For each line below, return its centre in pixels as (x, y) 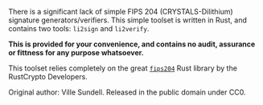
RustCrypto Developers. (48, 77)
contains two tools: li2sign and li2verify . (79, 28)
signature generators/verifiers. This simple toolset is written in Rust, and (128, 20)
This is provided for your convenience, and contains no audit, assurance (132, 44)
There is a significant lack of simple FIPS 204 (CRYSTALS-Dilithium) (121, 12)
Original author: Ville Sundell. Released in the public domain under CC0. (127, 92)
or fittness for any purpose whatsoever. (76, 52)
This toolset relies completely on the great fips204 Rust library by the (123, 68)
